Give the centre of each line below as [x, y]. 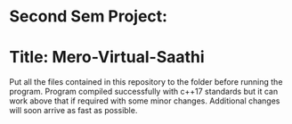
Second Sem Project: [88, 17]
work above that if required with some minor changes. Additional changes [145, 101]
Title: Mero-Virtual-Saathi [107, 58]
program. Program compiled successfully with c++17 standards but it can [144, 92]
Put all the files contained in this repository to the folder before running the [146, 82]
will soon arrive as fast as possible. [73, 111]
